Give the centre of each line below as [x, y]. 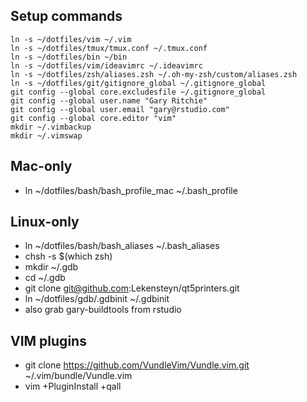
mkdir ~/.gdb [51, 267]
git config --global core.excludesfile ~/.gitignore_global [138, 92]
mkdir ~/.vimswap [46, 135]
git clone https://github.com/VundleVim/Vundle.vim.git [137, 365]
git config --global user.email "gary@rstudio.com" [120, 109]
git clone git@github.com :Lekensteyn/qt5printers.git [132, 288]
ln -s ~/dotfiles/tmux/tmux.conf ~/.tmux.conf [109, 48]
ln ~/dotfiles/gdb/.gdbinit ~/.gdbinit [97, 299]
